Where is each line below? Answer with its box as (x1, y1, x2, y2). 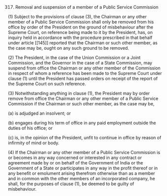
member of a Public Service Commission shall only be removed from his (8, 19, 154, 25)
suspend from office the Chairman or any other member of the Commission (8, 65, 161, 71)
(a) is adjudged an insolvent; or (8, 110, 71, 116)
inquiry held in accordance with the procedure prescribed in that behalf (8, 34, 153, 40)
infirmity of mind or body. (8, 140, 59, 146)
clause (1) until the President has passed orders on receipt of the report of (8, 76, 158, 81)
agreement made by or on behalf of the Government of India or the (8, 160, 143, 165)
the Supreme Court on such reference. (8, 81, 86, 87)
